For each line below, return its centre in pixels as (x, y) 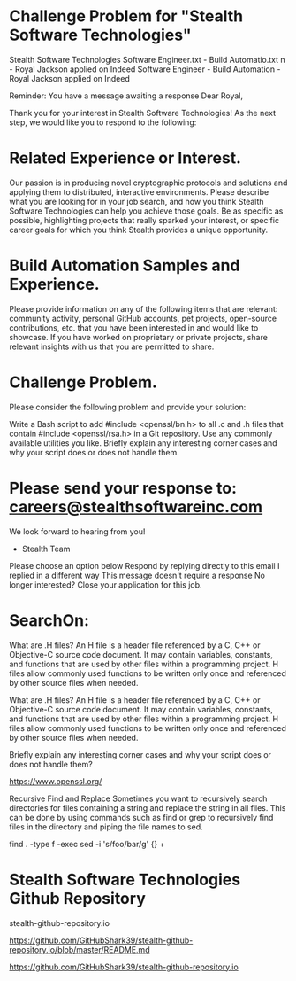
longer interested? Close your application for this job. (106, 584)
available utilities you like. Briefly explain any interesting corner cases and (143, 443)
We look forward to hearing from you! (77, 531)
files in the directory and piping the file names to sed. (106, 827)
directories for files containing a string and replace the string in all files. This (148, 807)
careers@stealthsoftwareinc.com (136, 506)
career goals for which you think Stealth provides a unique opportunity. (139, 230)
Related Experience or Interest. (125, 158)
